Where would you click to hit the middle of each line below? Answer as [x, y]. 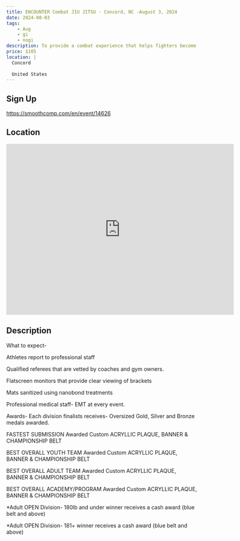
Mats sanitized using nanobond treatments [60, 392]
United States [29, 74]
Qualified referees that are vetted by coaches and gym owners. [85, 369]
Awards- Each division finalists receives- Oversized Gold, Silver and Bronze [101, 416]
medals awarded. [28, 422]
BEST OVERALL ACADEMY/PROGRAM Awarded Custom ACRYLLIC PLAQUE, [102, 489]
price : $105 [21, 52]
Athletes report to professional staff [51, 357]
